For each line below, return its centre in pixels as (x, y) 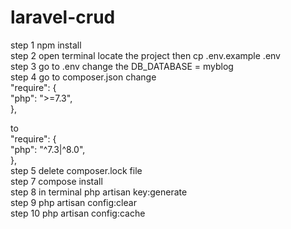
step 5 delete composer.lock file (76, 170)
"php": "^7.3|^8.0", (48, 149)
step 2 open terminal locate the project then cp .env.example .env (145, 55)
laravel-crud (63, 17)
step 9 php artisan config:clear (73, 202)
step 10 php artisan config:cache (78, 213)
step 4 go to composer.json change (83, 77)
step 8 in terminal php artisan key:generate (99, 192)
